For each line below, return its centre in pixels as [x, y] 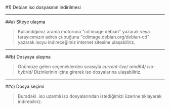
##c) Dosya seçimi [25, 86]
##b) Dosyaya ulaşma [28, 57]
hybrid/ [25, 72]
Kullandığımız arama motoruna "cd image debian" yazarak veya [84, 32]
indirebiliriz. [30, 101]
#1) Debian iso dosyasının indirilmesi [43, 7]
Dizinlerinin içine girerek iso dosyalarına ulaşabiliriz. [88, 72]
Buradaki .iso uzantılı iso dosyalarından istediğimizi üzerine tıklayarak [90, 96]
